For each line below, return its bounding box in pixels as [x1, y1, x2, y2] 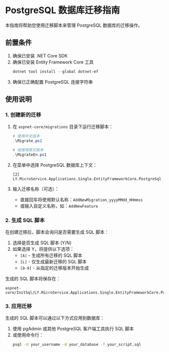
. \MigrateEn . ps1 [12, 152, 47, 157]
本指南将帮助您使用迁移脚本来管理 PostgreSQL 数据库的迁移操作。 [5, 22, 143, 28]
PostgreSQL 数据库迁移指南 [5, 5, 120, 16]
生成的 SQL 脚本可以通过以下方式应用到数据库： [5, 315, 105, 321]
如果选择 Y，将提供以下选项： [12, 246, 74, 252]
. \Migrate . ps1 [12, 138, 42, 144]
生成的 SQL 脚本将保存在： [5, 275, 61, 282]
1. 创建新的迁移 [5, 111, 42, 118]
